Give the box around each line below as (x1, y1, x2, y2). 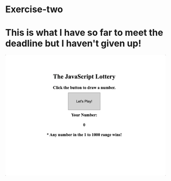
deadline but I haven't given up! (5, 38, 141, 49)
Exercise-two (5, 4, 64, 15)
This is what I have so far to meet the (5, 27, 163, 39)
